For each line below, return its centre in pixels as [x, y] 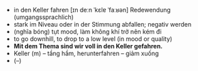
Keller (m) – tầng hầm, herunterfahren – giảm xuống [86, 53]
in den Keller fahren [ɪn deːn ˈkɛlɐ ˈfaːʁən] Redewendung [92, 10]
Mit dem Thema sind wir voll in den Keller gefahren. [88, 46]
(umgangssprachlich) [43, 17]
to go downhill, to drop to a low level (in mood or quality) [93, 39]
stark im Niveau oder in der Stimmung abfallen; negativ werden [102, 24]
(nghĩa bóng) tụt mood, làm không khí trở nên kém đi [87, 31]
